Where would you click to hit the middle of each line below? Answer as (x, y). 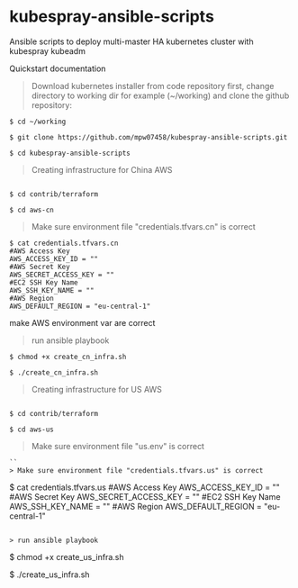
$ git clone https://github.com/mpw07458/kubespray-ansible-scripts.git (149, 137)
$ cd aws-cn (32, 210)
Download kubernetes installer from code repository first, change (153, 86)
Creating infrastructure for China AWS (102, 169)
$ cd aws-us (32, 430)
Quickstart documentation (58, 68)
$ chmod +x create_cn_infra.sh (68, 357)
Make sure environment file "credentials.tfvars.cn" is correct (144, 226)
